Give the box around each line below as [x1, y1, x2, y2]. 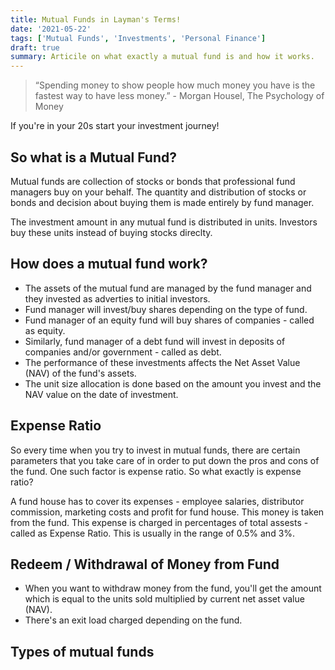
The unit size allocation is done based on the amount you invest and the [24, 377, 322, 390]
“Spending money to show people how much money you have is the [34, 79, 316, 91]
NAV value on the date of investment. [24, 388, 179, 400]
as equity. [24, 324, 66, 336]
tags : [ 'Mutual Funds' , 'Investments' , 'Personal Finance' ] [10, 33, 267, 43]
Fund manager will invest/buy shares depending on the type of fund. [24, 303, 308, 315]
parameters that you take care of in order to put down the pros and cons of [10, 454, 320, 466]
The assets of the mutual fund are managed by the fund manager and [24, 282, 312, 294]
